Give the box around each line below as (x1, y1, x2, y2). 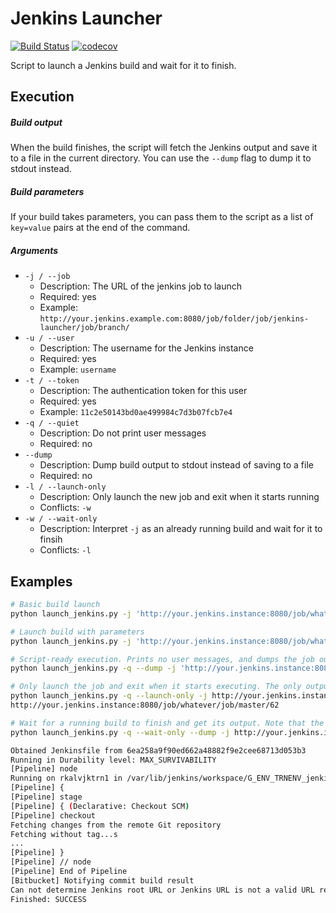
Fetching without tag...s (10, 829, 118, 839)
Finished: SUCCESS (10, 894, 87, 904)
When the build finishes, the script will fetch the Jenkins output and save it (10, 142, 318, 154)
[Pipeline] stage (10, 792, 83, 802)
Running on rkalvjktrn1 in (10, 773, 123, 784)
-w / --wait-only (24, 514, 98, 524)
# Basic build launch (10, 600, 101, 610)
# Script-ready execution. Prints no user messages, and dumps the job (10, 654, 315, 664)
